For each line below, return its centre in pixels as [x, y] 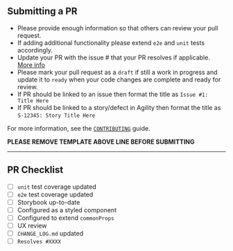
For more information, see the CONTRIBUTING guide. [79, 128]
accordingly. [35, 50]
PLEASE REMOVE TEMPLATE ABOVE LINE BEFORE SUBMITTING [101, 142]
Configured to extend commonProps [66, 218]
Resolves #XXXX [39, 242]
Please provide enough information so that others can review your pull [118, 28]
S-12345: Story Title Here [56, 115]
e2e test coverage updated [55, 194]
